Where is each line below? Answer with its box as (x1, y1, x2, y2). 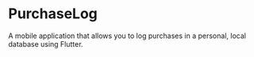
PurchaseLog (8, 5, 98, 23)
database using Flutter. (8, 39, 83, 48)
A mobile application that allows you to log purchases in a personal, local (8, 31, 246, 40)
